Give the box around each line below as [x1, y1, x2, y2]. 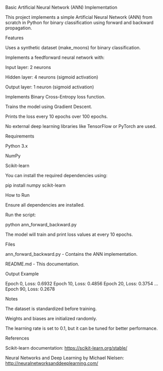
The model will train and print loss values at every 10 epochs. [5, 231, 133, 238]
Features [5, 35, 24, 41]
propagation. [5, 25, 32, 31]
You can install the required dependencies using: [5, 173, 108, 178]
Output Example [5, 271, 39, 277]
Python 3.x [5, 143, 28, 149]
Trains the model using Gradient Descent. [5, 104, 92, 110]
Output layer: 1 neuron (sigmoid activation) [5, 84, 94, 90]
